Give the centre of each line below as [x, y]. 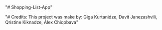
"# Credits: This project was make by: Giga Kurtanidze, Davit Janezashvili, [81, 17]
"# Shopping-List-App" [29, 7]
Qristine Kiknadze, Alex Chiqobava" [42, 22]
